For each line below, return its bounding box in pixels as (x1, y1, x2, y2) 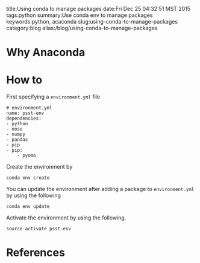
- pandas (6, 137, 28, 143)
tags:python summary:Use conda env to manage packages (6, 11, 153, 19)
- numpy (6, 131, 26, 138)
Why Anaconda (6, 45, 86, 59)
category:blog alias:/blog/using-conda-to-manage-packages (6, 24, 158, 31)
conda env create (6, 175, 50, 181)
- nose (6, 126, 23, 132)
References (6, 246, 65, 259)
